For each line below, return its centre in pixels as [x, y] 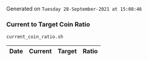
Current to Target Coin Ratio [48, 24]
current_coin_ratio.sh [35, 37]
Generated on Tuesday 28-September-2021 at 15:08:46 [74, 9]
